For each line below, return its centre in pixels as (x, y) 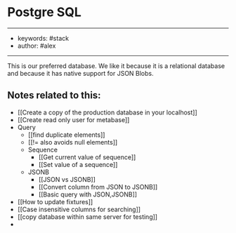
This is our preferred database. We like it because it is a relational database (116, 66)
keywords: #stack (43, 38)
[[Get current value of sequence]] (87, 157)
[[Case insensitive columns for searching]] (79, 209)
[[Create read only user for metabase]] (73, 119)
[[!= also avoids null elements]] (73, 142)
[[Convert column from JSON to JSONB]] (98, 187)
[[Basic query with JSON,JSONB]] (88, 194)
